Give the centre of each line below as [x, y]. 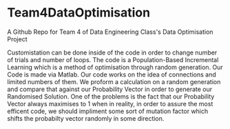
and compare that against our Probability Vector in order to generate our [110, 89]
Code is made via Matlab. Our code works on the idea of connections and [112, 75]
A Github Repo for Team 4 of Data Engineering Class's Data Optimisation [110, 32]
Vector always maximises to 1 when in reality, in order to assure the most [110, 103]
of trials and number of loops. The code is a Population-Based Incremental [113, 59]
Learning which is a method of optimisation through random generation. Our [115, 67]
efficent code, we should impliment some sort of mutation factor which [108, 111]
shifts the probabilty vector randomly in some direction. [86, 118]
